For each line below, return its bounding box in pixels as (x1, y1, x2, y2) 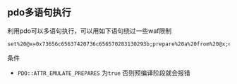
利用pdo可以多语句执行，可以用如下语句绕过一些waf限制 (7, 27, 172, 35)
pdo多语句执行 (7, 6, 72, 19)
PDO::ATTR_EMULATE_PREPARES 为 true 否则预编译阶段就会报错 (17, 69, 190, 77)
